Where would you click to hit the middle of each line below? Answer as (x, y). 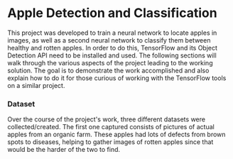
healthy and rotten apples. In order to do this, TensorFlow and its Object (113, 48)
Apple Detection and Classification (113, 13)
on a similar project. (36, 85)
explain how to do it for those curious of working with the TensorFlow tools (117, 78)
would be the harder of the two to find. (64, 150)
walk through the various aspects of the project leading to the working (110, 62)
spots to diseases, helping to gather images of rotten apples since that (110, 142)
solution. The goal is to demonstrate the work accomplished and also (108, 70)
